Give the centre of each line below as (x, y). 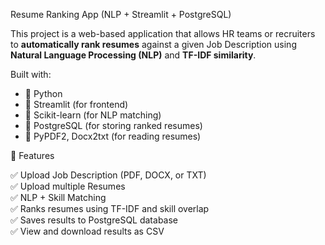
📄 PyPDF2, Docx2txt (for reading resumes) (113, 136)
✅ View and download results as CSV (87, 231)
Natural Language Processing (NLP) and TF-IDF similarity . (133, 55)
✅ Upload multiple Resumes (68, 186)
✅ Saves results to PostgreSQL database (94, 220)
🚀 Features (32, 155)
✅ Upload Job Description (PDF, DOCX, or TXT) (108, 175)
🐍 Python (43, 93)
